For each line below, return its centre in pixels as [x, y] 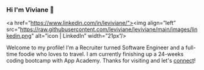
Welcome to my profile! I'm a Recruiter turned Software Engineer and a [95, 47]
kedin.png [19, 36]
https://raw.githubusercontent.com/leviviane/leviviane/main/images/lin [109, 29]
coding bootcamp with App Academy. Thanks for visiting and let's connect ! [101, 61]
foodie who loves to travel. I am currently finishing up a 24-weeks [101, 54]
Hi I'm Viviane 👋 [30, 10]
